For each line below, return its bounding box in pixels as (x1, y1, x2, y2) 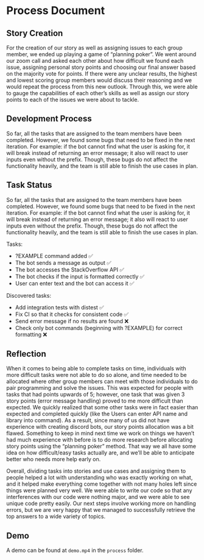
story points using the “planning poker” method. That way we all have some (6, 443, 197, 450)
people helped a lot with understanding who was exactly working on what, (6, 474, 193, 481)
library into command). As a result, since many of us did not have (6, 417, 170, 424)
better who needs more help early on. (6, 456, 101, 463)
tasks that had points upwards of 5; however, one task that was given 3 (6, 391, 185, 398)
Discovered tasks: (6, 292, 52, 299)
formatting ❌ (15, 331, 47, 338)
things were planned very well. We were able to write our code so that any (6, 487, 193, 494)
